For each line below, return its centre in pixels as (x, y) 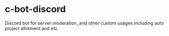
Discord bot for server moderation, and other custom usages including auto (84, 23)
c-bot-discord (35, 9)
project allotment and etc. (32, 28)
